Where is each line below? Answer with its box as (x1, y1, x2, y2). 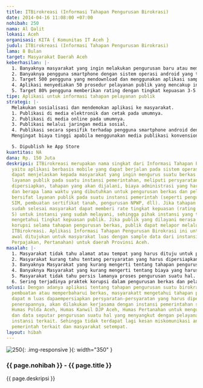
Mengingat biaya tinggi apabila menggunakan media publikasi (11, 133, 169, 139)
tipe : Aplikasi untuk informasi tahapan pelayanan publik (6, 93, 155, 99)
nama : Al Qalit (6, 25, 45, 32)
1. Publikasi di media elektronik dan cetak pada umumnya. (11, 110, 164, 116)
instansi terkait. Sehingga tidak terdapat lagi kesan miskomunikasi (11, 318, 190, 324)
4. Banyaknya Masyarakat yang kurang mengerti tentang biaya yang (11, 268, 182, 274)
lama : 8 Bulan (6, 48, 42, 54)
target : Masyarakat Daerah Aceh (6, 54, 88, 60)
